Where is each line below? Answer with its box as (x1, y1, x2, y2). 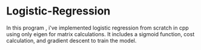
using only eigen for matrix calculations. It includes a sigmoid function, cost (6, 30, 195, 37)
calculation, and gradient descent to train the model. (6, 37, 137, 44)
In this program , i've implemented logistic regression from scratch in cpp (6, 24, 189, 31)
